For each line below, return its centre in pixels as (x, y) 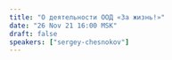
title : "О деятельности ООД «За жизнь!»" (87, 17)
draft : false (33, 34)
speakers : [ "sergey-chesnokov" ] (69, 42)
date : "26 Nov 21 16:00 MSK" (63, 26)
